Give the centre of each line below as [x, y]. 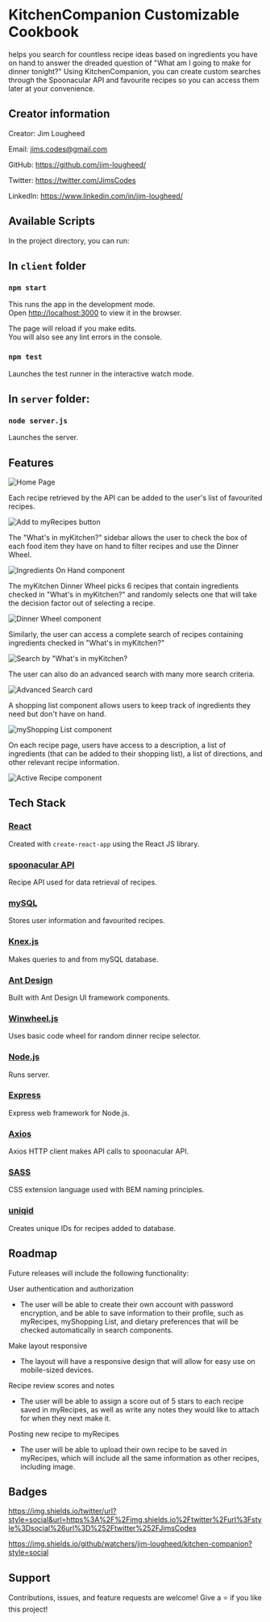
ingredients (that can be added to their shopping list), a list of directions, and [135, 754]
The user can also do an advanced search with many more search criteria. [132, 674]
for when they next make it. [65, 1418]
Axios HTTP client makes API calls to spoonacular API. [99, 1151]
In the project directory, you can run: [69, 240]
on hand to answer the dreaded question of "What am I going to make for [130, 63]
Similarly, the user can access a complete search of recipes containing [126, 634]
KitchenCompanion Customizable [124, 15]
